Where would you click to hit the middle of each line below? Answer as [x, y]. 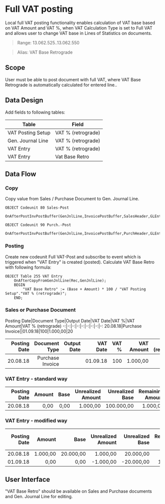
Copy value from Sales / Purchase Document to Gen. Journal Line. [72, 199]
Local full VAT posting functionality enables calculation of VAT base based [80, 23]
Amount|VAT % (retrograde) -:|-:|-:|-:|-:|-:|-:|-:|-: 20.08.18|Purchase [73, 326]
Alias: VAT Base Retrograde [45, 52]
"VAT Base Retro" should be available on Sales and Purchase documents [79, 491]
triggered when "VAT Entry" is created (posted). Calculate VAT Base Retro [80, 262]
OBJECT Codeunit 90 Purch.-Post [38, 225]
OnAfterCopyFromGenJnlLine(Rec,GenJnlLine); [60, 281]
